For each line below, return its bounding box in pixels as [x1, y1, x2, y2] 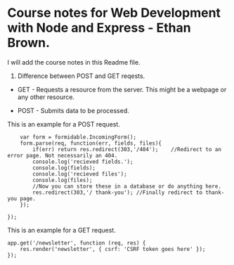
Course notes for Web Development [7, 5, 221, 21]
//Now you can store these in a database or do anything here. [32, 183, 221, 190]
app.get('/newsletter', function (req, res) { [7, 239, 146, 247]
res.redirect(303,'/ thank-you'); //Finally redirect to [32, 188, 202, 196]
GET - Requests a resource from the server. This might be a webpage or [17, 85, 227, 93]
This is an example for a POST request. [7, 119, 121, 128]
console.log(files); [32, 176, 93, 183]
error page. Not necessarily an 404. [7, 152, 118, 159]
